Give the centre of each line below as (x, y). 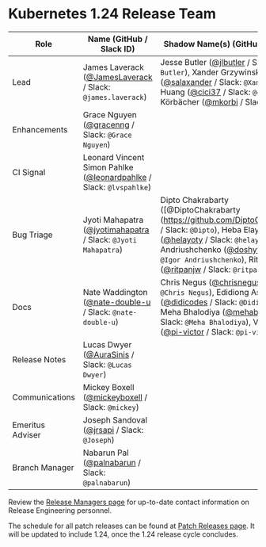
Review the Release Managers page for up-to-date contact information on (129, 502)
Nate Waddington (115, 292)
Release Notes (39, 359)
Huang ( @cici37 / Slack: (205, 92)
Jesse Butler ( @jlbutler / (205, 62)
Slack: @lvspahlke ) (117, 187)
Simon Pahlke (108, 167)
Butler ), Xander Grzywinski (211, 72)
